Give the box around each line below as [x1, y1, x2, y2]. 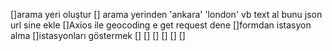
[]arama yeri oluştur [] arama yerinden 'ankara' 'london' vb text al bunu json [10, 9, 323, 20]
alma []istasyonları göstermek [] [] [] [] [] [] [10, 30, 186, 41]
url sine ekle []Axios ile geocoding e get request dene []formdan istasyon [10, 19, 312, 31]
